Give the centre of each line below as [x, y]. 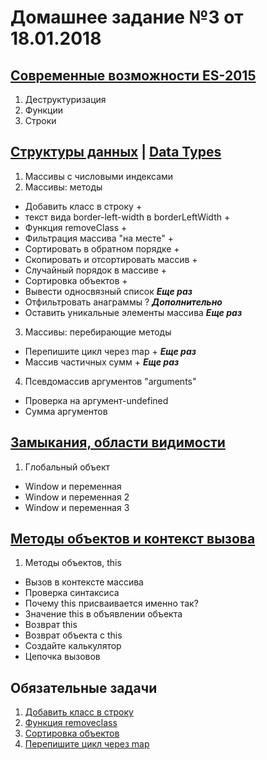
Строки [40, 120]
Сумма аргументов [66, 411]
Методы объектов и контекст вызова [133, 539]
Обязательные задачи [84, 687]
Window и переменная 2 [77, 497]
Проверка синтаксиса [72, 593]
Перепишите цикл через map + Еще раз [110, 351]
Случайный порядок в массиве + [96, 270]
